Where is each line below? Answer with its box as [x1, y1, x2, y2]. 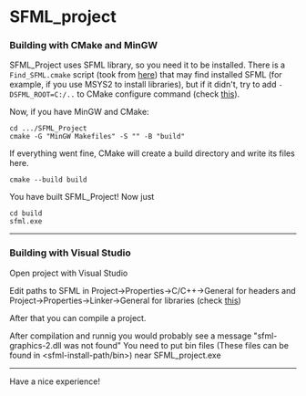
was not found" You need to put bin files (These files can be [63, 339, 290, 350]
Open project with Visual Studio [9, 267, 128, 278]
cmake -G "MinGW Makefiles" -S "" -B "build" [9, 132, 185, 141]
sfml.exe [9, 217, 43, 226]
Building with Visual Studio [9, 246, 131, 259]
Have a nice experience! [9, 376, 100, 387]
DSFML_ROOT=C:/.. [9, 90, 76, 99]
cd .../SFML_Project [9, 124, 88, 133]
